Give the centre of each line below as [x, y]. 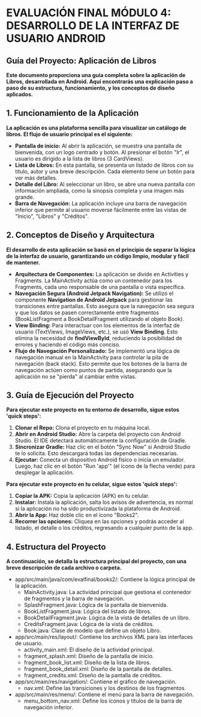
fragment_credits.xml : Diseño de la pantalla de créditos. [93, 675]
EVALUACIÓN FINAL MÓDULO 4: [89, 13]
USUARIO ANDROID [56, 39]
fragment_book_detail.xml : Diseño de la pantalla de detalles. [98, 669]
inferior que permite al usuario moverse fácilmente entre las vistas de [100, 210]
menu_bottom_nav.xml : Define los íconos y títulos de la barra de [103, 701]
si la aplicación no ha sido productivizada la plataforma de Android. [98, 509]
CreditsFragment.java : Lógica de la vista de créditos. [89, 624]
